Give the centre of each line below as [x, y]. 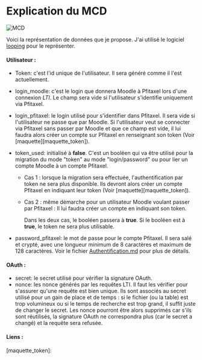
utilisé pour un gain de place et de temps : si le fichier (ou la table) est [102, 297]
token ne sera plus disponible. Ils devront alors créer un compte [103, 184]
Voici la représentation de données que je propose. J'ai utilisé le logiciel [95, 39]
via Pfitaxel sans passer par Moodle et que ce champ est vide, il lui [98, 128]
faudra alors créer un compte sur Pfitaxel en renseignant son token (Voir [105, 135]
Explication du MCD [57, 11]
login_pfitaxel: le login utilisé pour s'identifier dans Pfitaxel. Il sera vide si [105, 116]
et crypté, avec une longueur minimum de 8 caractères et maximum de [103, 245]
